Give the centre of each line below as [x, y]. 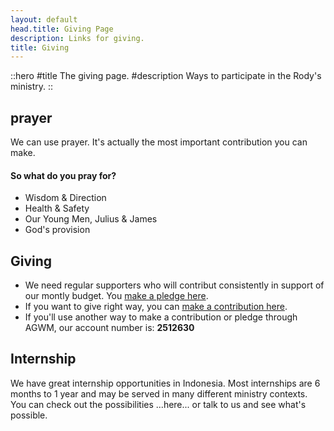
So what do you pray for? [63, 175]
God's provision [57, 230]
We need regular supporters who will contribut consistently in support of [174, 285]
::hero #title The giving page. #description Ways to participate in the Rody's [166, 76]
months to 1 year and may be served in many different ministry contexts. [159, 393]
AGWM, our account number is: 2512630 [109, 328]
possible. [29, 415]
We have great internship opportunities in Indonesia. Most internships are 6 [165, 383]
